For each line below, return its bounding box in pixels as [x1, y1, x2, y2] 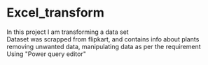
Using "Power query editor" [6, 50, 87, 58]
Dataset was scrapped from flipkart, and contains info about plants [6, 35, 200, 43]
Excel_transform [6, 5, 104, 21]
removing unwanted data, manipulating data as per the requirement [6, 42, 201, 50]
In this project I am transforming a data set [6, 28, 129, 36]
